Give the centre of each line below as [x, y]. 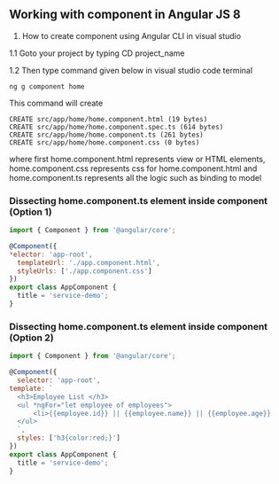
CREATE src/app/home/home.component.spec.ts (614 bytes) [116, 127]
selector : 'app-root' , [59, 380]
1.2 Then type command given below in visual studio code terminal [131, 70]
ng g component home [47, 86]
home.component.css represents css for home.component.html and [133, 168]
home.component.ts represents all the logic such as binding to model [136, 177]
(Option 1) [31, 212]
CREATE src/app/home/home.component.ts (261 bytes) [106, 135]
